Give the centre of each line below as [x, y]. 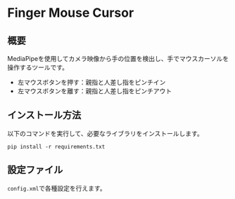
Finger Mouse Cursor [71, 13]
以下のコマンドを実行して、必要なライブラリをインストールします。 [106, 133]
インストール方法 [44, 115]
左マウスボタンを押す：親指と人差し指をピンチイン [91, 82]
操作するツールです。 [38, 67]
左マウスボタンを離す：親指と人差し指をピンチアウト [95, 91]
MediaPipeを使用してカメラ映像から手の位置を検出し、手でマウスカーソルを [118, 59]
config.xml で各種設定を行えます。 [57, 188]
